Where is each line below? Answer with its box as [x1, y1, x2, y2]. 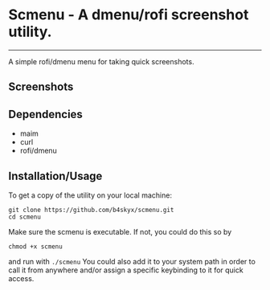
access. [8, 273, 35, 283]
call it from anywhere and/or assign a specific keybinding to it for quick [8, 265, 243, 275]
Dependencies [8, 107, 83, 121]
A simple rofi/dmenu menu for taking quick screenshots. [8, 56, 194, 66]
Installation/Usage [8, 169, 103, 182]
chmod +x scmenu [8, 243, 63, 251]
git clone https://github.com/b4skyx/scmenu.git [8, 206, 174, 214]
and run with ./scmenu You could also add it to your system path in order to [8, 256, 256, 266]
